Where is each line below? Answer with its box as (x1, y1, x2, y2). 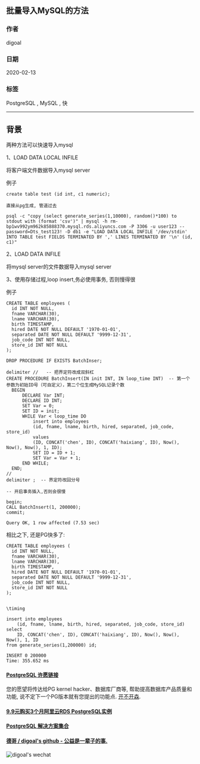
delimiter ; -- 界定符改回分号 (6, 477, 80, 483)
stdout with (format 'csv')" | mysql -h (6, 218, 108, 225)
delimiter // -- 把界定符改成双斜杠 (6, 369, 94, 376)
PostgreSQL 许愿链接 (6, 671, 59, 678)
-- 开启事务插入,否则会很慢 (6, 488, 66, 495)
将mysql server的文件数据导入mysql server (6, 263, 112, 270)
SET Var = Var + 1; (32, 455, 82, 461)
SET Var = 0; (21, 403, 55, 409)
